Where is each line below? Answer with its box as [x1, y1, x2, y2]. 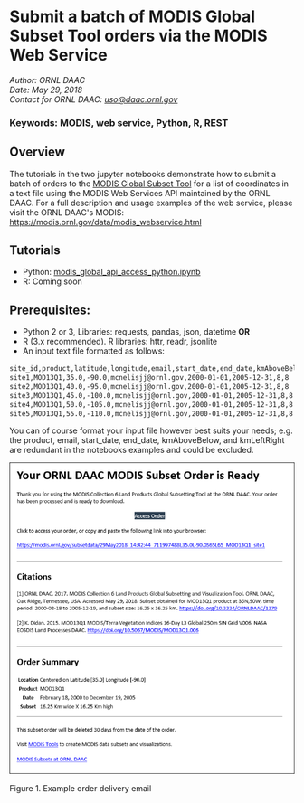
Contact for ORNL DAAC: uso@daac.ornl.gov [9, 93, 178, 105]
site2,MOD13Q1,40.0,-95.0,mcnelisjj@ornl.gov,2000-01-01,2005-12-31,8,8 [9, 383, 290, 392]
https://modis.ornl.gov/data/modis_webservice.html [9, 216, 202, 227]
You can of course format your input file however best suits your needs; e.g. [9, 425, 294, 436]
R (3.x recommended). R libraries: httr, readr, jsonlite [22, 336, 218, 347]
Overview [9, 145, 66, 160]
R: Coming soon [22, 276, 83, 287]
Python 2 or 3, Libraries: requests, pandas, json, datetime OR [22, 326, 251, 337]
